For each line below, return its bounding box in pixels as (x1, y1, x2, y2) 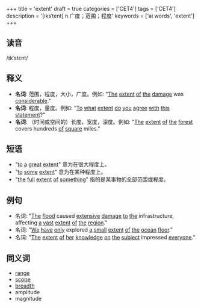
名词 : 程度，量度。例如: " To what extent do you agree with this (14, 104, 170, 111)
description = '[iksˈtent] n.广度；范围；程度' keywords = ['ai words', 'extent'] (6, 12, 194, 19)
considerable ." (14, 97, 51, 104)
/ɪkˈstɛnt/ (6, 54, 28, 61)
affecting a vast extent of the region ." (14, 219, 108, 226)
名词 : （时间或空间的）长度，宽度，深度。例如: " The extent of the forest (14, 118, 193, 125)
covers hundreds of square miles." (14, 125, 100, 132)
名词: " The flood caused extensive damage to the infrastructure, (14, 212, 175, 220)
